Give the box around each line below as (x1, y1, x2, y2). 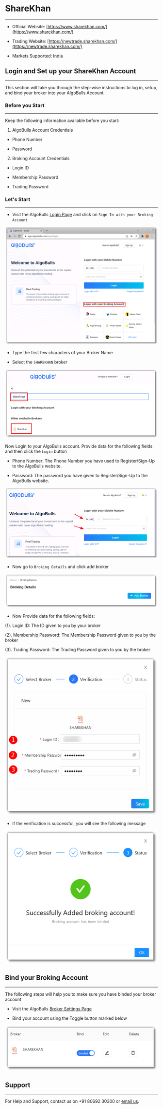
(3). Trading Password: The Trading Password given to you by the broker (5, 647, 150, 653)
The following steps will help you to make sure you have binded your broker (5, 991, 156, 997)
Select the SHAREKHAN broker (12, 359, 68, 365)
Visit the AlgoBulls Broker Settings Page (12, 1006, 92, 1011)
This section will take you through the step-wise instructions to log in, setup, (5, 84, 158, 90)
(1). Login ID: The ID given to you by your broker (5, 623, 101, 628)
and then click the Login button (5, 448, 67, 454)
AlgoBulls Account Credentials (12, 127, 73, 133)
